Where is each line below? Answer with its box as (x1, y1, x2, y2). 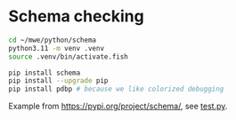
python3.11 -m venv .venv (8, 44, 104, 52)
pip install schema (8, 68, 81, 77)
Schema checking (8, 6, 144, 27)
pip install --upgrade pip (8, 76, 109, 85)
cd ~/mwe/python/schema (8, 36, 97, 44)
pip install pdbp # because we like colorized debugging (8, 84, 224, 94)
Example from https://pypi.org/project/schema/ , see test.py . (8, 100, 228, 112)
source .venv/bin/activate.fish (8, 52, 128, 61)
